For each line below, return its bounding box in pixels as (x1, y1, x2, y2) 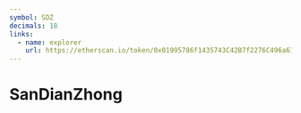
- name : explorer (17, 37, 82, 47)
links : (9, 29, 34, 38)
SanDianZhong (9, 85, 123, 105)
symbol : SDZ (9, 12, 54, 22)
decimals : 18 (9, 21, 58, 30)
